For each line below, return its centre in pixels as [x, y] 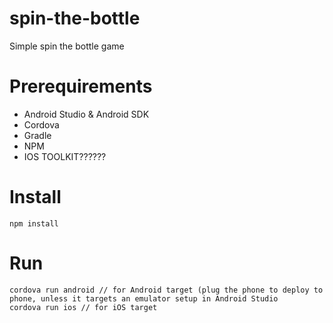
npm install [34, 223]
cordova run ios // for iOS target [83, 307]
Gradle [37, 135]
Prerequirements [81, 86]
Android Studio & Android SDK [86, 114]
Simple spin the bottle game [67, 46]
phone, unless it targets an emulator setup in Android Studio [144, 298]
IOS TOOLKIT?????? [65, 156]
